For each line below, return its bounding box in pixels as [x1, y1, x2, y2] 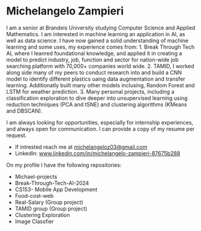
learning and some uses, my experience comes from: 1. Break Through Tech [6, 43, 195, 51]
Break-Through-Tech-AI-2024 [14, 179, 89, 186]
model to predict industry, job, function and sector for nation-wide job [6, 56, 179, 63]
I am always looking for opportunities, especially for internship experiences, [6, 119, 194, 126]
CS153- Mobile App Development [14, 185, 98, 193]
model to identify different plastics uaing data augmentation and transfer [6, 75, 185, 82]
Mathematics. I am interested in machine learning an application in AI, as [6, 30, 185, 37]
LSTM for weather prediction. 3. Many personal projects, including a [6, 88, 175, 95]
